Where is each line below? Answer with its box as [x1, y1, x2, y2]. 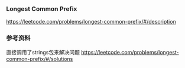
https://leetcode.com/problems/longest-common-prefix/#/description [6, 18, 176, 25]
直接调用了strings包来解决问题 [6, 48, 80, 56]
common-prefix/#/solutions [6, 55, 73, 62]
